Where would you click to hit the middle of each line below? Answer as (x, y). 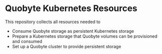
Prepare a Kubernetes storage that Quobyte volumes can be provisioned (85, 36)
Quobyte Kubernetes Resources (71, 8)
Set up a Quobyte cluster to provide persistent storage (67, 46)
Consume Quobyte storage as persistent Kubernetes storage (73, 31)
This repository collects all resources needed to (53, 22)
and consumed (27, 41)
